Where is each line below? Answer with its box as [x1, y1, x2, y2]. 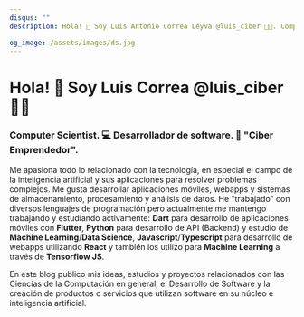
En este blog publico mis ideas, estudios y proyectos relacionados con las [9, 268, 285, 279]
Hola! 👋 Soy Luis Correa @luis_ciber [9, 77, 284, 98]
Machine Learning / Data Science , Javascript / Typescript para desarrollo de [9, 232, 293, 243]
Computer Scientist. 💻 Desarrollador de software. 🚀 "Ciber [9, 129, 274, 141]
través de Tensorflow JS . [9, 251, 105, 262]
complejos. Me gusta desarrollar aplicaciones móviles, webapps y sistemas [9, 183, 290, 195]
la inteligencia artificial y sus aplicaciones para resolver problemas [9, 174, 258, 185]
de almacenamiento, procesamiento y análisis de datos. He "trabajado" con [9, 193, 290, 204]
